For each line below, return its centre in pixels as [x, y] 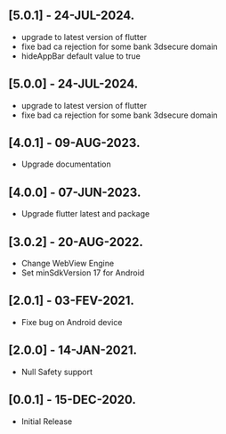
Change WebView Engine [68, 264]
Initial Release [47, 421]
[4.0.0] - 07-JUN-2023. [75, 192]
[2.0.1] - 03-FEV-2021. [72, 301]
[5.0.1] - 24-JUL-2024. [72, 16]
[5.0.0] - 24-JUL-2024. [73, 84]
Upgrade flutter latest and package [85, 214]
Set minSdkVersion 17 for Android [83, 273]
